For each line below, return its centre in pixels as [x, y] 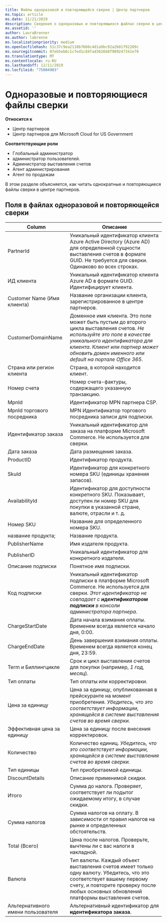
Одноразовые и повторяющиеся [76, 95]
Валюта [17, 879]
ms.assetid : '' [21, 28]
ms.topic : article [24, 14]
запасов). [81, 480]
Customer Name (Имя [34, 298]
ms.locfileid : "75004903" [32, 70]
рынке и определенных [98, 825]
